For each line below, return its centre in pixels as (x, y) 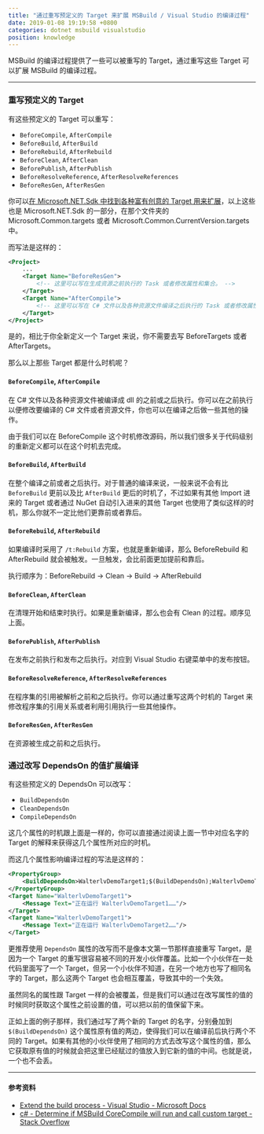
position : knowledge (42, 37)
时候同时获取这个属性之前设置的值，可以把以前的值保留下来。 (108, 1005)
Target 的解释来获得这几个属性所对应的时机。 (82, 842)
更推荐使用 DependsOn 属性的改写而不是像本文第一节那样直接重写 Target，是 (130, 949)
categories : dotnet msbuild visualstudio (77, 30)
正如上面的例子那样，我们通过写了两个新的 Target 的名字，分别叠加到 (121, 1022)
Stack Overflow (45, 1122)
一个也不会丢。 (32, 1061)
